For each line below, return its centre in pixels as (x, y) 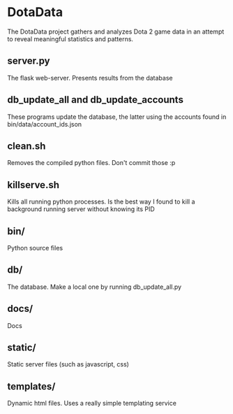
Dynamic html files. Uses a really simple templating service (92, 404)
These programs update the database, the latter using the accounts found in (117, 117)
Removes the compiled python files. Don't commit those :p (91, 163)
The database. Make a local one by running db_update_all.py (95, 287)
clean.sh (27, 146)
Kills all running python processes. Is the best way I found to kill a (101, 202)
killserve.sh (33, 185)
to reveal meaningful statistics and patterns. (70, 38)
